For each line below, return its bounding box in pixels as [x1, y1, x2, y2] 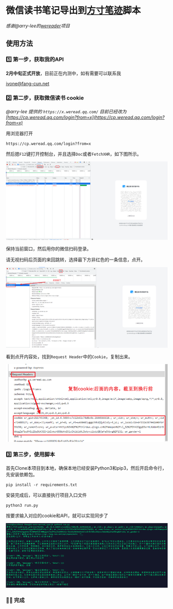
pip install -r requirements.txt [6, 482, 78, 487]
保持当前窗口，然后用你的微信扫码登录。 [6, 245, 91, 252]
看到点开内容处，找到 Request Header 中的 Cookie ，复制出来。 [6, 353, 133, 360]
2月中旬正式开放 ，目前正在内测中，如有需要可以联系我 [6, 70, 121, 76]
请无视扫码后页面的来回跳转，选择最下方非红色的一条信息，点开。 [6, 256, 145, 263]
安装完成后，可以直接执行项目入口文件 [6, 492, 87, 498]
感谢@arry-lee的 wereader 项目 [6, 23, 70, 29]
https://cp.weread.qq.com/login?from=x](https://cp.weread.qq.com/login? [7, 114, 165, 120]
